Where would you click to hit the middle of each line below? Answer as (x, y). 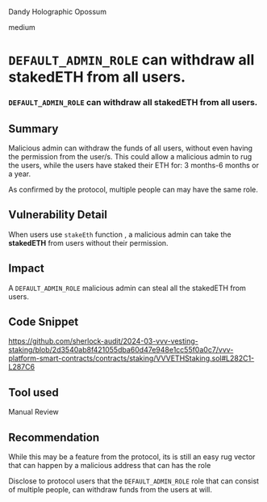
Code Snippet (44, 321)
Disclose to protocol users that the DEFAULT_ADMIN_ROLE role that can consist (134, 481)
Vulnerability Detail (58, 215)
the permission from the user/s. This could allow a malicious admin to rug (130, 156)
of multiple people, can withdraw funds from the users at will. (110, 489)
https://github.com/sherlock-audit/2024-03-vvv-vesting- (104, 341)
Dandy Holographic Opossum (58, 12)
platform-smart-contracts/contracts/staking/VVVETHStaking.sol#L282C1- (131, 358)
